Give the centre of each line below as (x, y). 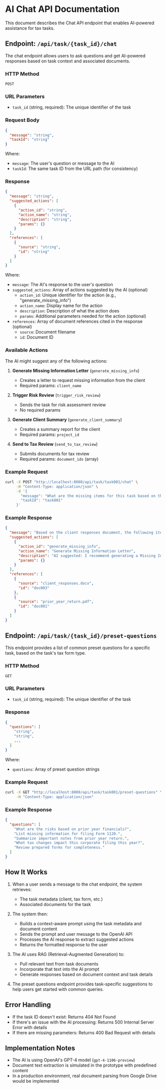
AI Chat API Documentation (62, 9)
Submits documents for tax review (55, 454)
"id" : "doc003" (34, 588)
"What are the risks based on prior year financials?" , (73, 829)
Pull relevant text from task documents (59, 964)
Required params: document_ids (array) (59, 459)
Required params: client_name (50, 385)
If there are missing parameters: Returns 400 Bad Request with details (84, 1032)
